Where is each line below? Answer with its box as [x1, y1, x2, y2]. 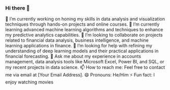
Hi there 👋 [5, 5, 30, 12]
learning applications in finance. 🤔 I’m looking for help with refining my [5, 43, 152, 49]
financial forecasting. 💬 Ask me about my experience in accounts [5, 53, 141, 59]
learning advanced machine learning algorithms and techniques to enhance [5, 27, 163, 33]
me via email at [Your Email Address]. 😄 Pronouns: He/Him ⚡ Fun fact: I [5, 72, 155, 78]
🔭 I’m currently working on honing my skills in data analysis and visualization [5, 16, 165, 22]
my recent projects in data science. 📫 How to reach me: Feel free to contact [5, 64, 165, 70]
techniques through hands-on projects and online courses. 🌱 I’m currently [5, 21, 160, 27]
